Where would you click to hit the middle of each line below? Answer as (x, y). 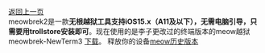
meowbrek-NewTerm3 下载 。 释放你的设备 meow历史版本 (104, 41)
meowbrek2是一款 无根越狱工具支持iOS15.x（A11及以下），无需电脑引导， (129, 21)
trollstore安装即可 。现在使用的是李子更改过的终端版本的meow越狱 (140, 31)
